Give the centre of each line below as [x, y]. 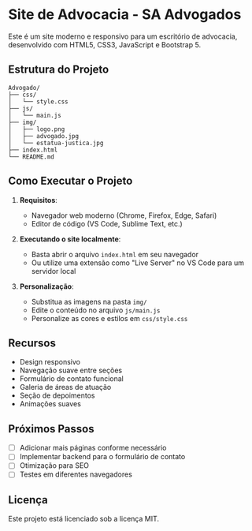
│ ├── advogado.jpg [44, 136]
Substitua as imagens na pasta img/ [89, 301]
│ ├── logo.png [37, 129]
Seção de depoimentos [57, 395]
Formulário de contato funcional [71, 379]
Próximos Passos [51, 429]
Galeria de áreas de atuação [65, 387]
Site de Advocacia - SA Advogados [125, 15]
